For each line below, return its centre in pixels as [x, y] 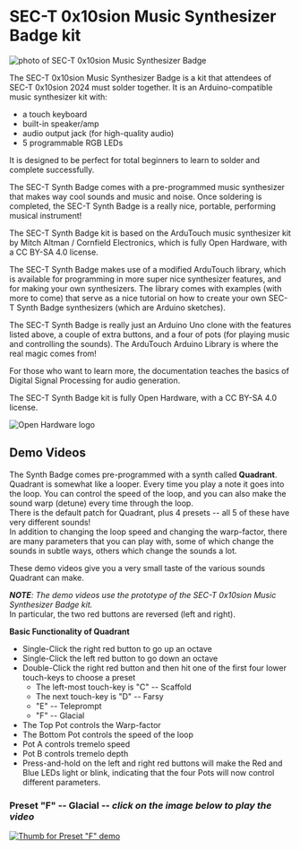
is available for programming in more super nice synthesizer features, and [146, 279]
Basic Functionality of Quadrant [69, 631]
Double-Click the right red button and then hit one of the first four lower [154, 668]
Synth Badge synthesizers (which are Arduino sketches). [121, 308]
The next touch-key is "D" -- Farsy [99, 696]
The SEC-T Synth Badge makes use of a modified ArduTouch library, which [148, 269]
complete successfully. [52, 169]
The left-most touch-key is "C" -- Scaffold [113, 687]
